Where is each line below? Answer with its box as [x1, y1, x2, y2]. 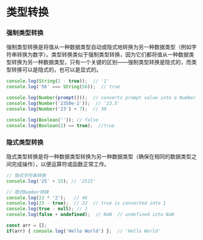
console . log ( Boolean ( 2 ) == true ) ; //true [6, 122, 115, 129]
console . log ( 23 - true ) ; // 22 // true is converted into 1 [6, 200, 166, 206]
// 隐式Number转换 [6, 189, 49, 195]
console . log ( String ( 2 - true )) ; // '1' [6, 78, 110, 85]
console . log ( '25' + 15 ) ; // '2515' [6, 178, 96, 184]
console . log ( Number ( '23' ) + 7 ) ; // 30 [6, 106, 107, 112]
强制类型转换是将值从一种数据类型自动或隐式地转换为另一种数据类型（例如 [6, 44, 192, 51]
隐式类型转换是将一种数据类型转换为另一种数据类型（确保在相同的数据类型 [6, 152, 192, 160]
